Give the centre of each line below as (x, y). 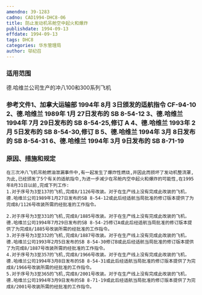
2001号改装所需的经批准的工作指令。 (55, 287)
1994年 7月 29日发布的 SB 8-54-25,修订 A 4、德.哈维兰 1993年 (98, 122)
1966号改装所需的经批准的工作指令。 (55, 268)
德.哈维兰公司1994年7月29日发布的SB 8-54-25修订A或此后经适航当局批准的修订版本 (97, 223)
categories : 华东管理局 (34, 46)
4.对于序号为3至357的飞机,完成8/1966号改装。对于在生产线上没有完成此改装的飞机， (98, 255)
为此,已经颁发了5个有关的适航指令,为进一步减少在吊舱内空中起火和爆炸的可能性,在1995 (100, 179)
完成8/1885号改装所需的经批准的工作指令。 (66, 229)
